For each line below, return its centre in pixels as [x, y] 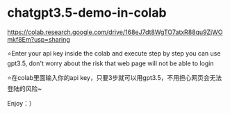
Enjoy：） [22, 103]
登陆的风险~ [25, 88]
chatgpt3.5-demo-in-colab [87, 13]
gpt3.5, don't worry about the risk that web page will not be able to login [110, 63]
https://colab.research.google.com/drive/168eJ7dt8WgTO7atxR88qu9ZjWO [115, 32]
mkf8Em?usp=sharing [39, 39]
